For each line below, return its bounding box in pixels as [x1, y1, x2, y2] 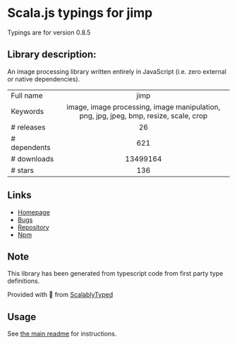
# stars [11, 165, 34, 175]
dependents [11, 142, 51, 152]
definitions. [7, 276, 40, 286]
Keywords [11, 106, 44, 116]
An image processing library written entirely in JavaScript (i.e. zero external [7, 67, 227, 75]
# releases [11, 122, 46, 132]
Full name [11, 90, 44, 100]
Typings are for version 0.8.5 [7, 28, 91, 37]
